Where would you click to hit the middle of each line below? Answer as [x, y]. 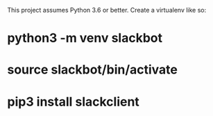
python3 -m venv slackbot [85, 38]
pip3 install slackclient [74, 102]
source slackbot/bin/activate [93, 70]
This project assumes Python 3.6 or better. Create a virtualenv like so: [107, 10]
